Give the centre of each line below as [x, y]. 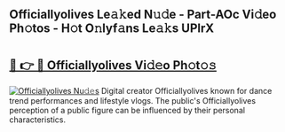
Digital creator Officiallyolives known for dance [186, 91]
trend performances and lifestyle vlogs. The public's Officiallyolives [132, 101]
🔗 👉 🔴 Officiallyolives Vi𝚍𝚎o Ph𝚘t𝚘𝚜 [113, 65]
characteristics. [38, 120]
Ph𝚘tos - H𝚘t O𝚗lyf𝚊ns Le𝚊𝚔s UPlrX [112, 29]
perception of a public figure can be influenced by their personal [127, 110]
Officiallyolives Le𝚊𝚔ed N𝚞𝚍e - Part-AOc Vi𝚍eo [143, 15]
